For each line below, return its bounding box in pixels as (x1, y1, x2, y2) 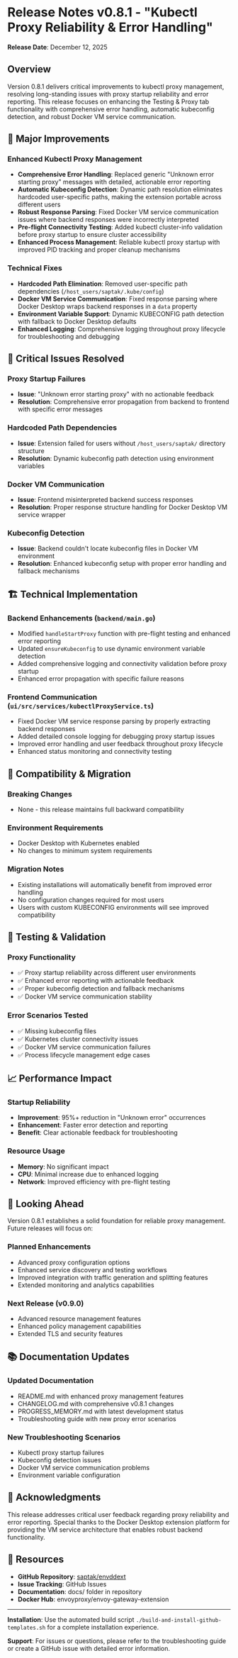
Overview (7, 63, 52, 75)
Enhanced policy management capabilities (17, 1322, 142, 1330)
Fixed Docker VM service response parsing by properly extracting (17, 717, 210, 725)
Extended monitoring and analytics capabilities (17, 1281, 154, 1289)
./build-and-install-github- (135, 1616, 222, 1624)
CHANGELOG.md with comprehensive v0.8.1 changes (17, 1399, 174, 1408)
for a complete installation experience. (47, 1623, 159, 1631)
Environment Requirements (7, 823, 104, 833)
